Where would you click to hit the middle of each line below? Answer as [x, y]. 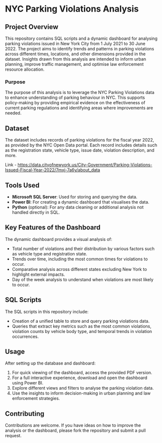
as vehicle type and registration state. [50, 253]
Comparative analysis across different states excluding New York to [80, 269]
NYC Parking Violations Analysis [72, 9]
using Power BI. [28, 383]
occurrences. [25, 336]
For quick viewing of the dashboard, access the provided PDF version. [82, 373]
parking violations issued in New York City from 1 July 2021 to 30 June [75, 44]
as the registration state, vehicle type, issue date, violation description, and [80, 150]
